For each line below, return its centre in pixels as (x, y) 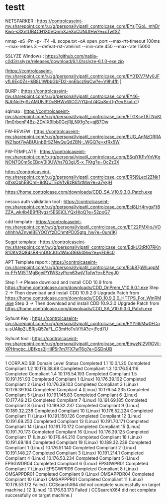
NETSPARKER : (21, 21)
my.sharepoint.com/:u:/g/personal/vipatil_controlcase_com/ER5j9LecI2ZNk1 (83, 177)
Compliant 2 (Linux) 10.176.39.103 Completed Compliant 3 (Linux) (72, 384)
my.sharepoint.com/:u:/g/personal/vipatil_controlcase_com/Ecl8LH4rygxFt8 (83, 207)
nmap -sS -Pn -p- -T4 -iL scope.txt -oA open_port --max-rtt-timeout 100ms (83, 41)
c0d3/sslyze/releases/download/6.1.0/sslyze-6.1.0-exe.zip (65, 61)
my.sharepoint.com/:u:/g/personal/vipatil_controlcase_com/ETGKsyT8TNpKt (83, 116)
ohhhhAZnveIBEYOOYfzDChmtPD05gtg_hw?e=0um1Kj (61, 232)
